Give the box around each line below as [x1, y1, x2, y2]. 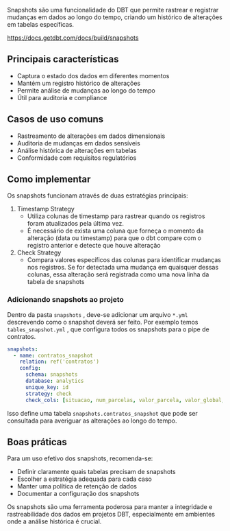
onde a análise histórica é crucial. [7, 517, 102, 526]
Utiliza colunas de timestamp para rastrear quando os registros [27, 212, 205, 220]
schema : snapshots [25, 371, 78, 378]
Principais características [7, 54, 119, 65]
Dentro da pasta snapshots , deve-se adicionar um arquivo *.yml [7, 310, 188, 318]
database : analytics [25, 377, 84, 385]
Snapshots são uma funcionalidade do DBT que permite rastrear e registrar [7, 6, 219, 14]
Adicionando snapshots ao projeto [7, 295, 125, 305]
